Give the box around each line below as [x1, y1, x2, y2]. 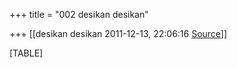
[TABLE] [9, 47, 44, 59]
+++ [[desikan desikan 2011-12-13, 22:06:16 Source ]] [9, 28, 228, 39]
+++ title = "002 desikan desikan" [9, 9, 149, 20]
